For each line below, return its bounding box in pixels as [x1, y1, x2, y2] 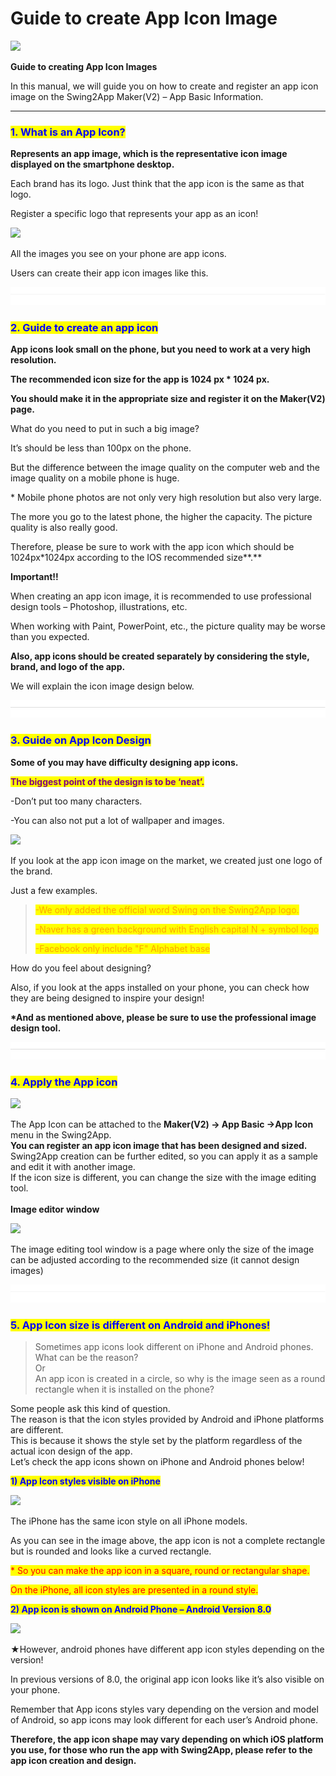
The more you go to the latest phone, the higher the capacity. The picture [10, 510, 313, 522]
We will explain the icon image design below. [10, 680, 195, 692]
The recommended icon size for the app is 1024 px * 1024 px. [10, 373, 270, 385]
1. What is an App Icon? [10, 125, 126, 139]
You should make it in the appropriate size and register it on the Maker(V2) [10, 392, 326, 404]
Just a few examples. [10, 884, 98, 896]
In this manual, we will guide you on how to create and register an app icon [10, 80, 319, 92]
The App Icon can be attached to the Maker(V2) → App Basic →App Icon [10, 1118, 314, 1131]
